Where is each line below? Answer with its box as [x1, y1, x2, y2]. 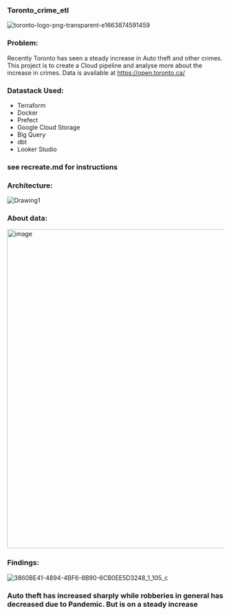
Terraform [16, 101, 46, 109]
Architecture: [7, 181, 53, 190]
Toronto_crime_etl [7, 5, 69, 15]
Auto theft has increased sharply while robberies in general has [7, 590, 223, 600]
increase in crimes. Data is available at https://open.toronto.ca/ [7, 68, 186, 77]
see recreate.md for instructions [7, 162, 118, 172]
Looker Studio [16, 145, 57, 153]
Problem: [7, 38, 38, 48]
